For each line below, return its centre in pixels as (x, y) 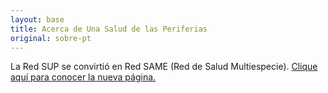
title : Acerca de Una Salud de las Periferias (109, 29)
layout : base (37, 19)
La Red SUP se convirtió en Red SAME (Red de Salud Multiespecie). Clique (164, 67)
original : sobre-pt (51, 38)
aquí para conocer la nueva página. (83, 77)
